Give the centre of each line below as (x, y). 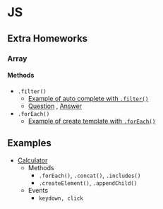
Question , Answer (55, 106)
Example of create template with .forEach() (92, 121)
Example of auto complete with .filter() (88, 98)
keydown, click (61, 198)
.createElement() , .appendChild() (88, 183)
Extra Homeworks (48, 38)
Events (38, 190)
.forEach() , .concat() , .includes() (90, 175)
